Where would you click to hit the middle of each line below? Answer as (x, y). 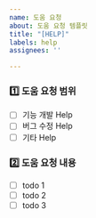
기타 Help (39, 137)
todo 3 (34, 206)
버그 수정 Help (47, 126)
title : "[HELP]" (39, 34)
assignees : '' (36, 51)
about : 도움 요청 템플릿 (49, 26)
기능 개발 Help (47, 115)
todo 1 (33, 185)
